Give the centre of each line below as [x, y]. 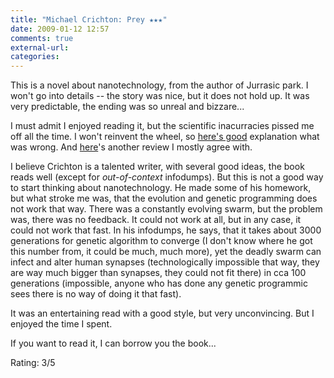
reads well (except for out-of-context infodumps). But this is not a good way [167, 177]
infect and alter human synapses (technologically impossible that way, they [165, 262]
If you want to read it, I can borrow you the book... [113, 343]
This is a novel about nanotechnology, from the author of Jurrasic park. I [159, 85]
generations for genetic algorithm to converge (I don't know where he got [161, 241]
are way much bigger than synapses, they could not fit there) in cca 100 [158, 273]
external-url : [40, 47]
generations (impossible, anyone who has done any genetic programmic [159, 283]
